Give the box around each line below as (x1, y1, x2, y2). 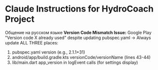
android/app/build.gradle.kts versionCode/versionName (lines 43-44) (12, 54, 151, 60)
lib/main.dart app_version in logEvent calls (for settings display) (12, 59, 138, 65)
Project (5, 14, 35, 25)
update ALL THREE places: (5, 40, 58, 45)
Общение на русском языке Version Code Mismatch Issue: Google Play (5, 29, 152, 35)
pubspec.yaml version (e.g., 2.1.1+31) (12, 49, 86, 55)
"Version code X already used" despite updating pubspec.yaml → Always (5, 35, 151, 41)
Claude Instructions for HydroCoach (5, 3, 154, 14)
